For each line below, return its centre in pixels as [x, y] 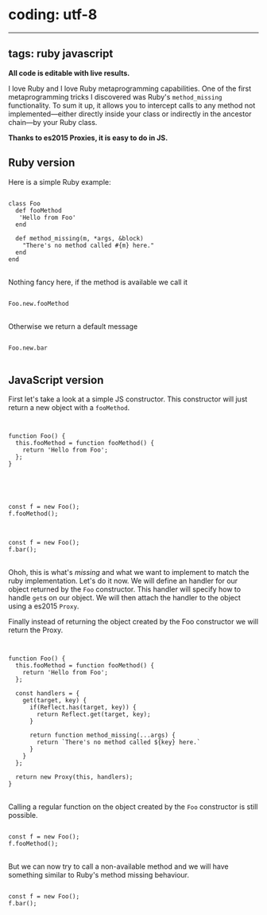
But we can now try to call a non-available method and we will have [118, 866]
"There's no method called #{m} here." [89, 245]
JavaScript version [56, 380]
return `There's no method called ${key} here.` [119, 742]
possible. [23, 815]
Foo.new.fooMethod [39, 303]
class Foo [25, 203]
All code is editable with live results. [69, 72]
